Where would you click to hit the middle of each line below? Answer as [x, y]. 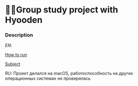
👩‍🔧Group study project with [62, 10]
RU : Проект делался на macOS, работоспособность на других [69, 74]
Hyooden [24, 20]
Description [19, 35]
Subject [13, 64]
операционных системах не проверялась [48, 78]
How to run [16, 55]
